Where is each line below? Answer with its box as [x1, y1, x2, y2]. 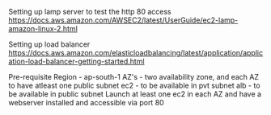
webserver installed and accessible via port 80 [8, 98, 164, 107]
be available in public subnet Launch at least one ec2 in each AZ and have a [8, 89, 261, 99]
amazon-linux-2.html [8, 24, 78, 33]
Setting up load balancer [8, 39, 91, 49]
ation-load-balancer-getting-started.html [8, 56, 145, 66]
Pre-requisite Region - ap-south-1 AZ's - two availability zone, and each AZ [8, 72, 259, 81]
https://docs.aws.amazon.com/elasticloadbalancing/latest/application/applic [8, 48, 264, 57]
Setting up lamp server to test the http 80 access [8, 7, 171, 16]
